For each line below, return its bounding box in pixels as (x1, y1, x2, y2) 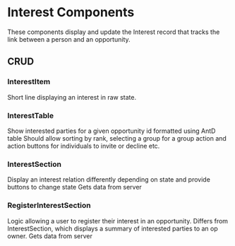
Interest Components (7, 4, 135, 20)
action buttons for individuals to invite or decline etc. (7, 141, 160, 150)
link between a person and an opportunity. (7, 35, 131, 43)
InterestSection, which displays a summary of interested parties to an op (7, 224, 219, 233)
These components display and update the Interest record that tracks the (7, 28, 220, 36)
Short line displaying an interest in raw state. (7, 93, 136, 101)
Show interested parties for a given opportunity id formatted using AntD (7, 127, 216, 135)
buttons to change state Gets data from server (7, 183, 143, 192)
